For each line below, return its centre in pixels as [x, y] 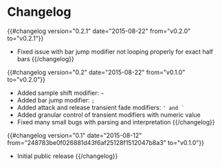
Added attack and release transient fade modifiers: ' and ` [101, 107]
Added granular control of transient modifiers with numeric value [109, 115]
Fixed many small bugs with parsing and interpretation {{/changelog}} [116, 122]
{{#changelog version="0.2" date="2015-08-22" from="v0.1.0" [96, 72]
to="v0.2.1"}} [25, 38]
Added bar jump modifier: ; [56, 100]
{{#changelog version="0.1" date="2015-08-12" [75, 135]
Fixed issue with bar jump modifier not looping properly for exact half [115, 52]
